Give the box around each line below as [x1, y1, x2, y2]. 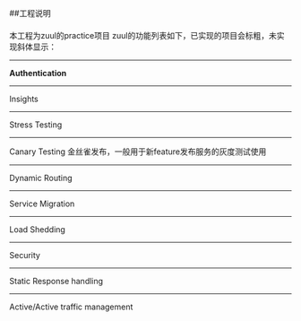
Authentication [9, 67, 67, 78]
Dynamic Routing [9, 172, 73, 183]
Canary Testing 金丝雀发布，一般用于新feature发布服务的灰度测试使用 [9, 146, 267, 157]
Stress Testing [9, 119, 63, 130]
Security [9, 249, 40, 260]
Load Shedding [9, 223, 65, 235]
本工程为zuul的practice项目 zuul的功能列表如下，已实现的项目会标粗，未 [9, 30, 278, 40]
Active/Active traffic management [9, 301, 133, 312]
